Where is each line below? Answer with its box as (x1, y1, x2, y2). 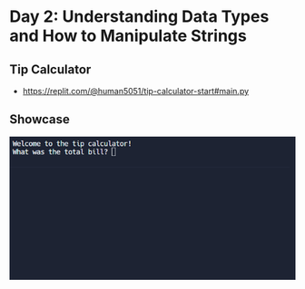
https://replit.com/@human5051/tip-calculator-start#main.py (22, 86, 250, 96)
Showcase (9, 111, 71, 128)
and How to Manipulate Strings (9, 25, 247, 46)
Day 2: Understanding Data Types (9, 6, 270, 27)
